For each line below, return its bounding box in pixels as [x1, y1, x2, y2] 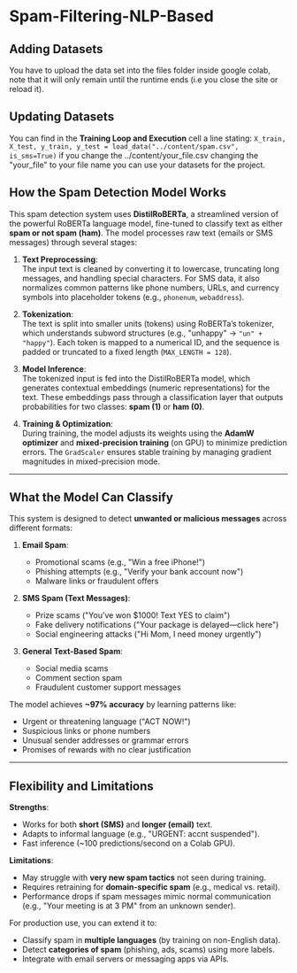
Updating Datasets [9, 109, 115, 125]
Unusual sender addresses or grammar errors [21, 735, 189, 745]
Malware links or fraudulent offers [34, 575, 159, 586]
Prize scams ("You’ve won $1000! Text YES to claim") [34, 610, 231, 621]
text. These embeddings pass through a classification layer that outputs [21, 391, 284, 402]
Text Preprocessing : [21, 254, 99, 265]
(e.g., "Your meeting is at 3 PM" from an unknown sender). [21, 900, 236, 911]
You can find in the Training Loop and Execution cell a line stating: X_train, [9, 133, 286, 143]
